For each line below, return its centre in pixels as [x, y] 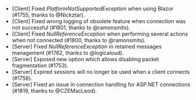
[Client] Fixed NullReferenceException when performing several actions [100, 34]
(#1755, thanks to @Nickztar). [48, 15]
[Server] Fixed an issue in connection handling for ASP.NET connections [101, 85]
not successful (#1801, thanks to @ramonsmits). [71, 27]
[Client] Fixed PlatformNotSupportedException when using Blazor [93, 9]
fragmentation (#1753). [40, 65]
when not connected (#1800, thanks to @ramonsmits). [79, 40]
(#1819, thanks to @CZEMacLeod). [54, 91]
